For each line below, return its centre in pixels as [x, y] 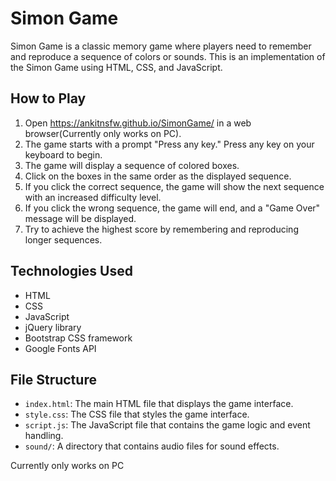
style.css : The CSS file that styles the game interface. [137, 414]
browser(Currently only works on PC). [103, 133]
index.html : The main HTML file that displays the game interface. [159, 404]
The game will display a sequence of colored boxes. [132, 165]
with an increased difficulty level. [93, 197]
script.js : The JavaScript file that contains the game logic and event [167, 425]
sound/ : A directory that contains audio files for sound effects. [152, 446]
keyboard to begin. [63, 154]
